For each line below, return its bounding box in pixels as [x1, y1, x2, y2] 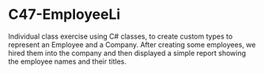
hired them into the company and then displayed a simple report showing [8, 48, 247, 57]
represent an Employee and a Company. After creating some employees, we [8, 39, 256, 49]
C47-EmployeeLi [8, 6, 121, 24]
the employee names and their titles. [8, 57, 126, 66]
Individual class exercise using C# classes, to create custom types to [8, 31, 233, 41]
